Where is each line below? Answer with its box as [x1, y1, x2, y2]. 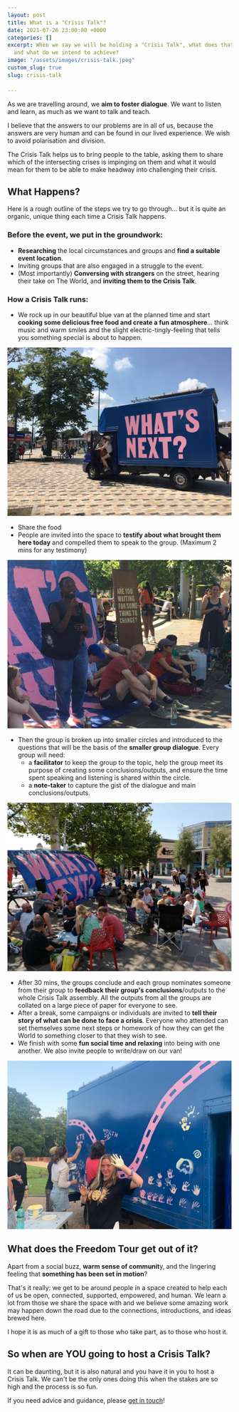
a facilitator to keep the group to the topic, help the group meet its [28, 758, 223, 766]
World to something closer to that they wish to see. [17, 1031, 167, 1040]
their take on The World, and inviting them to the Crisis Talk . [17, 277, 197, 285]
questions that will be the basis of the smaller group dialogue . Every [17, 743, 219, 751]
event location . [17, 254, 63, 262]
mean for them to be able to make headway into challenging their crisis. [7, 165, 218, 174]
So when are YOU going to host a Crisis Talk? [7, 1348, 211, 1361]
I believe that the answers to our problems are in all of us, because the [7, 121, 213, 130]
